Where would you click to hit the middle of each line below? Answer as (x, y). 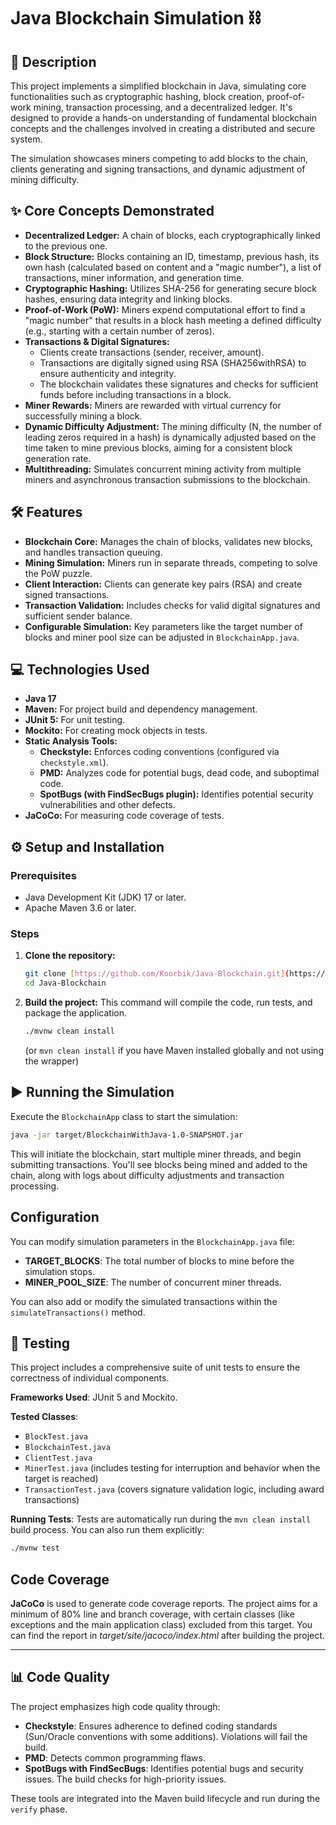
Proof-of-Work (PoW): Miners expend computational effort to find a (165, 309)
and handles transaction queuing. (93, 552)
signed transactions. (67, 594)
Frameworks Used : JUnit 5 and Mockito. (94, 1397)
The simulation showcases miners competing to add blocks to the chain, (159, 158)
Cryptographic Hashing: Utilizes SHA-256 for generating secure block (171, 288)
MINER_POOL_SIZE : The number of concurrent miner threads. (153, 1282)
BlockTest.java (56, 1437)
